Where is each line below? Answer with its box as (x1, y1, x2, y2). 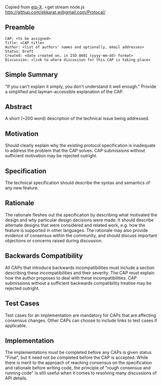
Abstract (5, 103, 32, 111)
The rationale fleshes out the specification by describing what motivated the (5, 212, 158, 218)
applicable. (5, 322, 27, 328)
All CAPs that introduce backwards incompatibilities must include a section (5, 265, 155, 270)
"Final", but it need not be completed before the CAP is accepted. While (5, 354, 148, 361)
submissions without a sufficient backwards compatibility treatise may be (5, 280, 152, 286)
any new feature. (5, 185, 39, 191)
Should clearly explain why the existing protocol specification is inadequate (5, 143, 156, 149)
